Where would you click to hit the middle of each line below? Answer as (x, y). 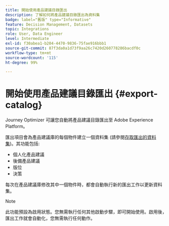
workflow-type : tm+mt (28, 53)
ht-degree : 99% (22, 63)
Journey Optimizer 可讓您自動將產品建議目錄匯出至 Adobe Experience (79, 120)
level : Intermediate (27, 39)
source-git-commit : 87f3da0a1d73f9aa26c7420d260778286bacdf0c (73, 48)
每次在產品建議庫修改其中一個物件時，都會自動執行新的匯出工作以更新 (79, 184)
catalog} (24, 105)
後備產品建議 (26, 161)
